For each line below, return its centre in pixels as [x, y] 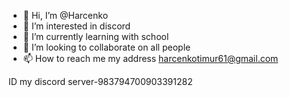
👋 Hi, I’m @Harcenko [65, 15]
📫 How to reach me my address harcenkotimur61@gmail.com [150, 58]
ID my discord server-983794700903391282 [100, 81]
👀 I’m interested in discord [76, 26]
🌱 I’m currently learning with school [96, 36]
